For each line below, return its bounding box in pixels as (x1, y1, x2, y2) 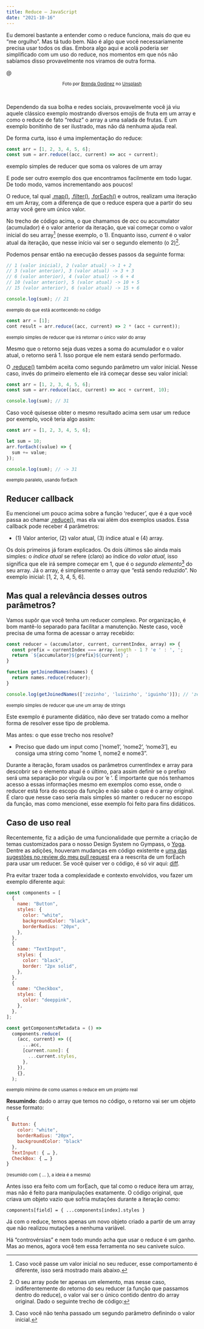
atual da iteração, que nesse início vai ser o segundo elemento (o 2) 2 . (6, 238, 180, 246)
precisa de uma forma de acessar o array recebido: (6, 629, 135, 636)
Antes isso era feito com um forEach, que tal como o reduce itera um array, (6, 1182, 194, 1190)
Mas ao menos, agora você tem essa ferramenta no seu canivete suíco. (6, 1243, 185, 1250)
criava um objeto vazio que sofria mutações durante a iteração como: (6, 1196, 180, 1203)
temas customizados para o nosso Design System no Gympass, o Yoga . (6, 840, 186, 847)
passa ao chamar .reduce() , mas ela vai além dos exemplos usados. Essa (6, 516, 189, 524)
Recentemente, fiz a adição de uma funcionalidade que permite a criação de (6, 834, 197, 841)
